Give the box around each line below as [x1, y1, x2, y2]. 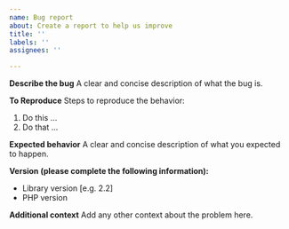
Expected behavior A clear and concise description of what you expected [9, 139, 281, 150]
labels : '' [9, 37, 50, 47]
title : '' [9, 29, 46, 38]
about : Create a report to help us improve [9, 21, 173, 30]
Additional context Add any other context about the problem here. [9, 209, 253, 220]
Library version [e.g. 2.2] [21, 183, 114, 193]
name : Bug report [9, 12, 74, 22]
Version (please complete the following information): [9, 166, 209, 177]
